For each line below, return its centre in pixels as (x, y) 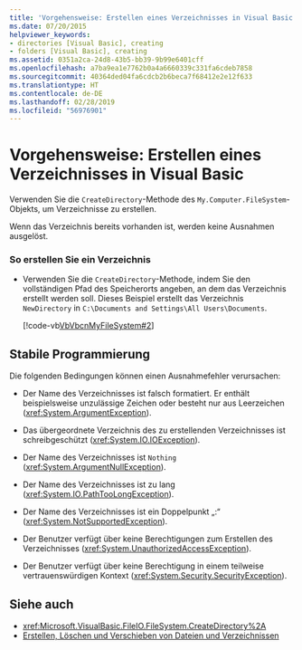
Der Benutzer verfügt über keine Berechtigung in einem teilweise (143, 566)
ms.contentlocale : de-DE (56, 93)
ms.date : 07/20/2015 (48, 26)
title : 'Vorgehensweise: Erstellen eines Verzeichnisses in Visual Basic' (153, 18)
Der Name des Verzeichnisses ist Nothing (99, 457)
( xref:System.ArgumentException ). (87, 413)
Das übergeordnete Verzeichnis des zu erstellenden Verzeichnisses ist (154, 430)
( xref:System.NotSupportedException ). (95, 521)
